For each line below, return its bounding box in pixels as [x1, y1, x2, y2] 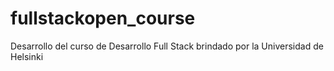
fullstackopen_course [10, 7, 196, 30]
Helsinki [10, 50, 44, 62]
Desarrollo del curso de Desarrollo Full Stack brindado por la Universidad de [10, 40, 324, 52]
